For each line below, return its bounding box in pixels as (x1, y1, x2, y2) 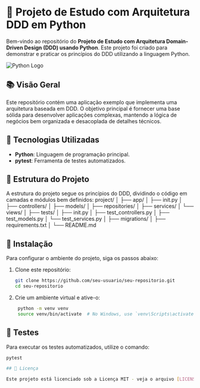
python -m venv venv (17, 305, 69, 311)
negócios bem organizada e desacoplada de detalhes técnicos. (6, 117, 162, 124)
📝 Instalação (6, 239, 53, 249)
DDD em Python (6, 18, 86, 32)
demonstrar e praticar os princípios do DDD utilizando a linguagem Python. (6, 50, 190, 57)
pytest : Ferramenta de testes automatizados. (14, 157, 126, 164)
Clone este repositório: (14, 266, 71, 273)
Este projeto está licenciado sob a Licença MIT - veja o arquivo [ (6, 376, 180, 383)
